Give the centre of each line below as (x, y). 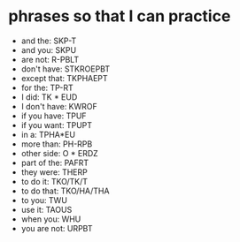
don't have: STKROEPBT (66, 69)
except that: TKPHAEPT (64, 78)
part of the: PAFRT (55, 163)
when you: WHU (51, 219)
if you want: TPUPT (57, 125)
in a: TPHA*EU (48, 134)
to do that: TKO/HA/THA (65, 191)
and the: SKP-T (49, 41)
